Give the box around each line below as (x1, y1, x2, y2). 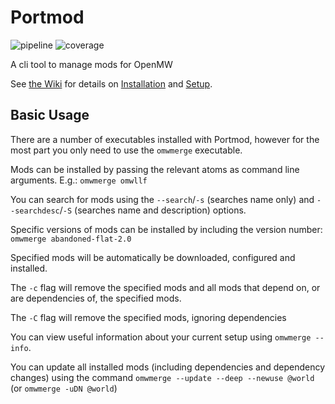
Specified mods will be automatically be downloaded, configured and (10, 251, 296, 263)
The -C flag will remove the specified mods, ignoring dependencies (10, 311, 287, 323)
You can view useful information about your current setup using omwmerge (10, 331, 312, 343)
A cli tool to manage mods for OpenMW (10, 58, 173, 70)
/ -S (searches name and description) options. (59, 204, 247, 216)
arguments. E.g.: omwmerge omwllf (10, 174, 148, 186)
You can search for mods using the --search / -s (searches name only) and (10, 193, 315, 205)
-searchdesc (10, 206, 60, 216)
